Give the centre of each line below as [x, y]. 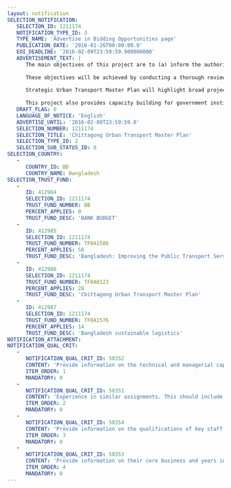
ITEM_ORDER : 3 [46, 435]
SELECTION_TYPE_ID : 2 [47, 142]
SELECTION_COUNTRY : [35, 154]
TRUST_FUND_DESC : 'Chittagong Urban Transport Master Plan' [113, 295]
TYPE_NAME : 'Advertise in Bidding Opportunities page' [96, 39]
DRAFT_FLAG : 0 [36, 109]
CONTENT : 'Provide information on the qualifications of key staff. [125, 429]
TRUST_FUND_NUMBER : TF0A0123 [67, 282]
